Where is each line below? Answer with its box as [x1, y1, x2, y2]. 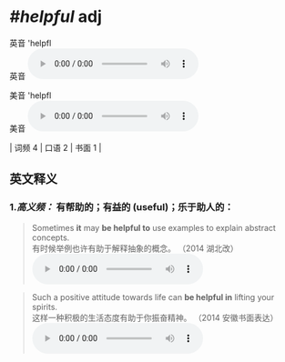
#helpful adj [9, 6, 102, 27]
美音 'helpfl [9, 89, 52, 101]
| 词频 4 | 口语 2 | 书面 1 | [9, 142, 102, 153]
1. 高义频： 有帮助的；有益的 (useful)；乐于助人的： [9, 201, 234, 214]
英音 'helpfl [9, 37, 52, 48]
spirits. [31, 301, 57, 312]
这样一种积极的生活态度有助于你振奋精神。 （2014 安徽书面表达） [31, 312, 279, 323]
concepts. [31, 232, 70, 243]
